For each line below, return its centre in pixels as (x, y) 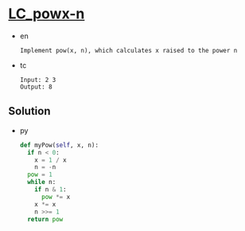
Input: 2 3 (38, 80)
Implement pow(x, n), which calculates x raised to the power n (128, 50)
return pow (45, 219)
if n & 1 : (51, 190)
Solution (29, 111)
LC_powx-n (47, 14)
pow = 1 (40, 175)
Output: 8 (36, 87)
